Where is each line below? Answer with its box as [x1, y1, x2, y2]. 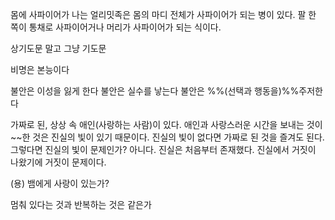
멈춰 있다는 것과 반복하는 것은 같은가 [10, 199, 152, 210]
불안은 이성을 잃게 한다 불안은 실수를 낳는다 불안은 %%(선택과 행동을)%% [10, 85, 300, 97]
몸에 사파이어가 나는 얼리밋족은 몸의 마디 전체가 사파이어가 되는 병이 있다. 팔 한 [10, 9, 317, 20]
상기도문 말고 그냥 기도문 [10, 43, 107, 54]
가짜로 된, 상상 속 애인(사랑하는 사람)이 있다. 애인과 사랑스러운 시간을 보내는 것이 [10, 119, 323, 130]
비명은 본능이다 [10, 64, 70, 75]
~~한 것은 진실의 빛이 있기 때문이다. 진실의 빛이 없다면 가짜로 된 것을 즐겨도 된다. [10, 131, 325, 143]
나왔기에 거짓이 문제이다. [10, 156, 107, 168]
